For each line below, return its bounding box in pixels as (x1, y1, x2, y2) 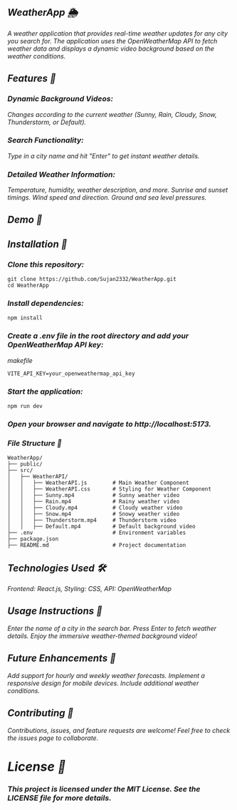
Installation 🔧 (7, 238, 68, 250)
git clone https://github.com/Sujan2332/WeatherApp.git (7, 276, 177, 283)
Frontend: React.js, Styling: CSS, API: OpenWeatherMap (7, 585, 172, 593)
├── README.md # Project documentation (7, 542, 186, 549)
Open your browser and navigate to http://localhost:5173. (7, 419, 211, 429)
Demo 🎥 (7, 214, 43, 226)
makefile (7, 356, 33, 364)
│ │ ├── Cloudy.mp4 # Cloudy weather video (7, 504, 183, 512)
